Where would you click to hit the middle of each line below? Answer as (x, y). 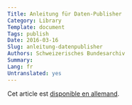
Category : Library (34, 21)
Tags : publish (28, 34)
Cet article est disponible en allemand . (64, 94)
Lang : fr (20, 67)
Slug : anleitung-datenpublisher (55, 47)
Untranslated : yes (34, 73)
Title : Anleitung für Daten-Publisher (65, 14)
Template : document (36, 27)
